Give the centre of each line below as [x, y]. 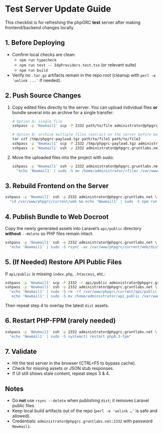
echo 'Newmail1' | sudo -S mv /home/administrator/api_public [75, 296]
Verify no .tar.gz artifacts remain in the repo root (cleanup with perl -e [84, 75]
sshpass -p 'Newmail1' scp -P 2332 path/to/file [62, 126]
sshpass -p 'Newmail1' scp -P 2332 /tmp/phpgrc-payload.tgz [74, 144]
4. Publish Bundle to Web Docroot [57, 217]
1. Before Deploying [35, 43]
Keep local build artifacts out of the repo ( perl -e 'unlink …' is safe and [85, 411]
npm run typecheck [38, 60]
